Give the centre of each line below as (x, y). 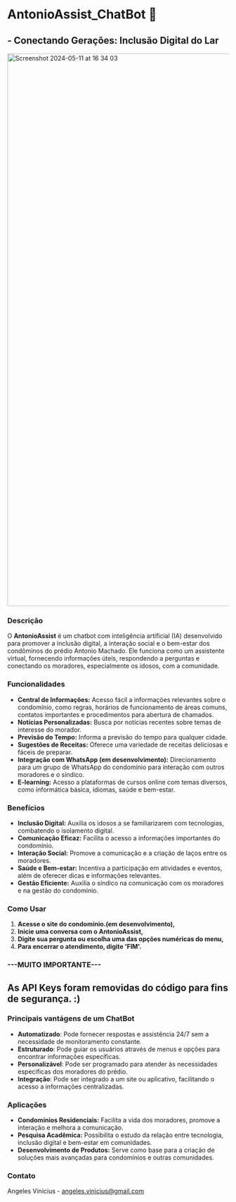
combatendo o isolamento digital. (66, 830)
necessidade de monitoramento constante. (79, 1041)
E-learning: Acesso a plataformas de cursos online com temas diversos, (122, 782)
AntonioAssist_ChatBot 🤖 (82, 14)
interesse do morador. (50, 730)
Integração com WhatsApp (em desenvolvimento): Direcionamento (117, 759)
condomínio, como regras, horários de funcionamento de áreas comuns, (122, 707)
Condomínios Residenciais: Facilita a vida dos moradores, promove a (119, 1120)
